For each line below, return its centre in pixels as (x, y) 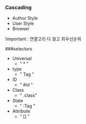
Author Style (25, 18)
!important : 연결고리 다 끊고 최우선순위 (43, 39)
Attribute (21, 111)
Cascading (19, 7)
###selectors (19, 49)
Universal (22, 59)
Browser (21, 29)
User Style (23, 23)
